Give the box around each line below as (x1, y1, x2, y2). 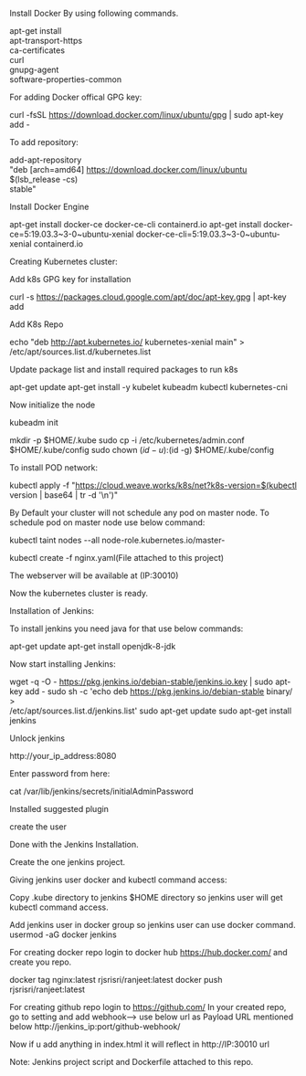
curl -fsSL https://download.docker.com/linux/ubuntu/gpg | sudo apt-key (9, 110, 284, 120)
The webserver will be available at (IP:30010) (9, 570, 179, 581)
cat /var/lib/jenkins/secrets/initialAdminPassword (9, 786, 194, 796)
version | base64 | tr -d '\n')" (9, 490, 119, 501)
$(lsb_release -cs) (9, 174, 79, 185)
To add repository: (9, 137, 79, 147)
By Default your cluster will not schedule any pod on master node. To (9, 507, 269, 518)
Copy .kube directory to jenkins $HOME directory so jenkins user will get (9, 892, 283, 902)
